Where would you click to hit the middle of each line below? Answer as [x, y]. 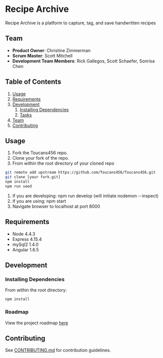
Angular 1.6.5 [25, 249]
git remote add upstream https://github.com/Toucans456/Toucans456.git [80, 173]
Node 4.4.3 [24, 234]
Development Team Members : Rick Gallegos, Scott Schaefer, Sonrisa [83, 61]
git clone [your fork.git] [33, 177]
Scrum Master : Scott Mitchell [42, 56]
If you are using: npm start [39, 201]
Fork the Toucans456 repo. [40, 153]
